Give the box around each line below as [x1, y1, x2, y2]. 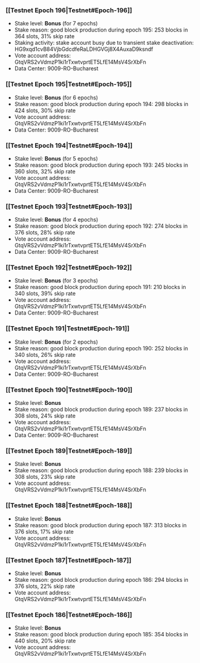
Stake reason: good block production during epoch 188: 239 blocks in [14, 467, 189, 474]
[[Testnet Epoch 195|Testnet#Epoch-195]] [5, 80, 132, 88]
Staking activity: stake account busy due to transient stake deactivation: [14, 39, 194, 47]
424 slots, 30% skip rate [14, 107, 76, 114]
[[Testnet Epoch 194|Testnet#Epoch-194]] [5, 141, 133, 150]
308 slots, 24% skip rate [14, 412, 76, 419]
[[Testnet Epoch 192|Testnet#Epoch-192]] [5, 264, 132, 272]
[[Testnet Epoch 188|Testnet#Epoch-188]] [5, 501, 132, 510]
